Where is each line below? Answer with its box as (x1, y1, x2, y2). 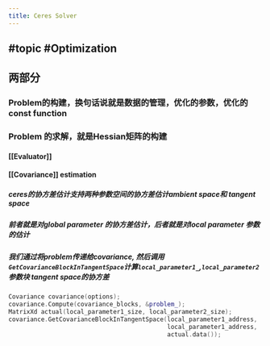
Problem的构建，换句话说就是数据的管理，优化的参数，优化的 (8, 98, 248, 109)
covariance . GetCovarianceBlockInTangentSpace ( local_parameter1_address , (8, 315, 258, 323)
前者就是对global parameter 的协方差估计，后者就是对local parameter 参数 (8, 219, 260, 230)
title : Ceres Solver (8, 11, 78, 20)
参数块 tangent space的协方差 (8, 272, 110, 281)
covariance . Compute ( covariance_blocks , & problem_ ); (8, 300, 185, 309)
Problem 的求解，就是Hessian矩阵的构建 (8, 131, 168, 142)
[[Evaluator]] (8, 151, 52, 161)
